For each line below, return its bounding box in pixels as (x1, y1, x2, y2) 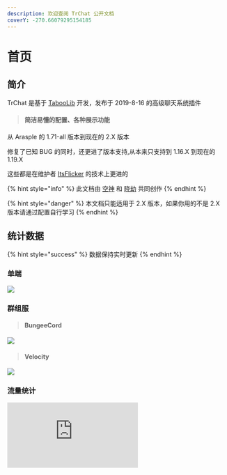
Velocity (24, 352, 50, 361)
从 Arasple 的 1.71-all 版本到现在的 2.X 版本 (7, 132, 130, 141)
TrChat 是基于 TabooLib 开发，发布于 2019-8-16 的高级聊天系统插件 (7, 98, 201, 107)
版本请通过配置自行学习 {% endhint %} (7, 208, 118, 216)
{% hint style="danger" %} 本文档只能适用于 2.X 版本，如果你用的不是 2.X (7, 199, 221, 208)
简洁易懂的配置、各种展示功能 (24, 116, 110, 124)
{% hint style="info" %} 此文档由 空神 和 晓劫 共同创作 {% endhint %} (7, 184, 207, 192)
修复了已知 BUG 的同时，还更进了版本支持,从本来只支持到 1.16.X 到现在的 (7, 147, 216, 155)
